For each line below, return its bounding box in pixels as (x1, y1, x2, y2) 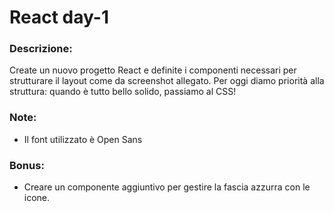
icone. (23, 192, 51, 204)
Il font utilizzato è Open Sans (23, 133, 143, 145)
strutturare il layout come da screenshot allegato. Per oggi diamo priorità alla (9, 75, 325, 87)
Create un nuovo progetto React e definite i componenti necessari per (9, 64, 297, 76)
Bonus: (9, 158, 45, 172)
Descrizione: (9, 42, 73, 56)
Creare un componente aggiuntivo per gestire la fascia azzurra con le (23, 181, 311, 193)
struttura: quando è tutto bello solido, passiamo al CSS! (9, 86, 237, 98)
